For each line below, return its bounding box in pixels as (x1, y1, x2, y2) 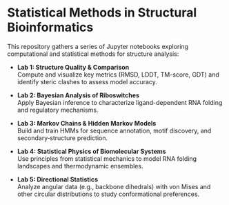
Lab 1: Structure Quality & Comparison (17, 63, 130, 71)
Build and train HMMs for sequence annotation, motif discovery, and (17, 126, 212, 135)
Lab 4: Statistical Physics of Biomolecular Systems (17, 147, 167, 155)
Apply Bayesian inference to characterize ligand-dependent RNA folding (17, 98, 223, 106)
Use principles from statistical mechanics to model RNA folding (17, 154, 197, 163)
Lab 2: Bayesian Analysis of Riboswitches (17, 91, 140, 99)
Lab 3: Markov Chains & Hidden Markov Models (17, 119, 157, 127)
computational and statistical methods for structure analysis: (7, 50, 179, 58)
